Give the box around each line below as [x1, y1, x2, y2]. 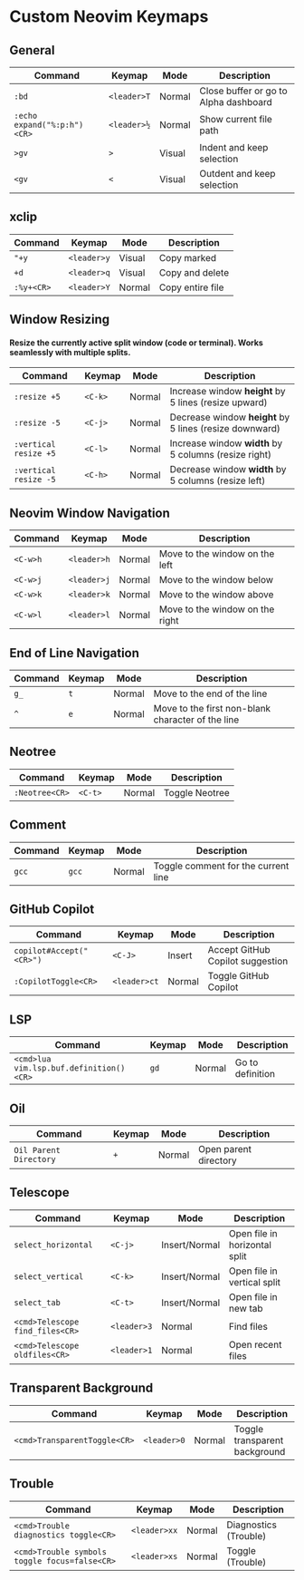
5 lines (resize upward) [169, 396, 269, 409]
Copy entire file [158, 281, 224, 294]
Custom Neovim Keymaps [9, 6, 209, 27]
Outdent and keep [199, 168, 276, 179]
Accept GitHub [207, 944, 271, 956]
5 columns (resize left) [169, 474, 266, 487]
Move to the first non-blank [153, 703, 271, 715]
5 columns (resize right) [169, 449, 272, 461]
